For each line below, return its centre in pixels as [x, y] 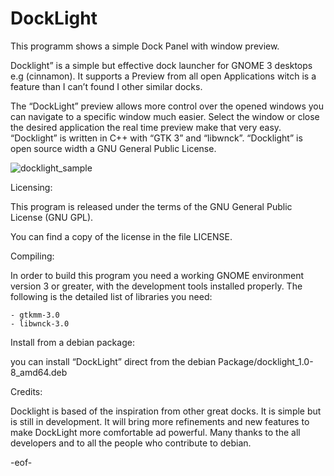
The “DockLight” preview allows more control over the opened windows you [167, 106]
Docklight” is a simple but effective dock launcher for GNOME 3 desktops [161, 65]
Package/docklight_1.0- [266, 361]
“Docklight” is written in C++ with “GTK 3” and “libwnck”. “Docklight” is [156, 138]
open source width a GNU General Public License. [113, 148]
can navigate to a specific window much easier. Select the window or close [165, 116]
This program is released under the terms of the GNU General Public [151, 206]
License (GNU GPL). [52, 217]
